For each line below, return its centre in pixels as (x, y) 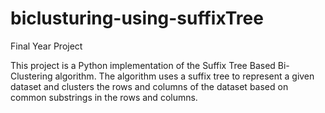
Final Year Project (46, 46)
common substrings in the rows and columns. (104, 97)
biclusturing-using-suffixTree (137, 18)
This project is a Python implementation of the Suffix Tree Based (143, 65)
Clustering (31, 76)
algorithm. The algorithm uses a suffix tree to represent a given (184, 76)
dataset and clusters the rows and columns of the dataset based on (149, 86)
